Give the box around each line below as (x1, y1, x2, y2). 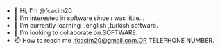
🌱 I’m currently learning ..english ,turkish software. (13, 21, 158, 29)
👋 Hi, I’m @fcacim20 (13, 7, 73, 14)
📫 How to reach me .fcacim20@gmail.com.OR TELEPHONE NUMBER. (13, 37, 214, 44)
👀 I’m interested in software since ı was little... (13, 14, 145, 22)
